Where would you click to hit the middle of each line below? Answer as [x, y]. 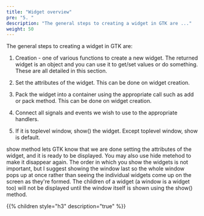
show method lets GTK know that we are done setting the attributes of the [99, 149]
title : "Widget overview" [39, 12]
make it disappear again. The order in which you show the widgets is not [97, 162]
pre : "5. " [20, 18]
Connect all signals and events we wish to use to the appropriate [96, 113]
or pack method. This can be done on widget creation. [83, 101]
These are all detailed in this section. [61, 71]
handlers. [27, 119]
